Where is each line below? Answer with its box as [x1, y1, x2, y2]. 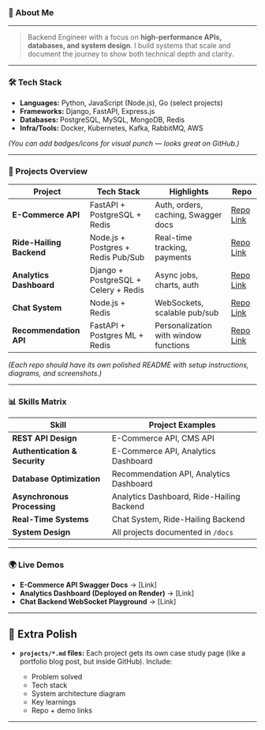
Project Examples [148, 419, 216, 430]
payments [155, 252, 192, 263]
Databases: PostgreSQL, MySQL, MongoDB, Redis [19, 115, 185, 124]
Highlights [169, 186, 209, 197]
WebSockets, [155, 297, 204, 308]
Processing [12, 501, 56, 513]
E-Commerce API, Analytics [111, 446, 216, 457]
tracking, [155, 241, 188, 252]
